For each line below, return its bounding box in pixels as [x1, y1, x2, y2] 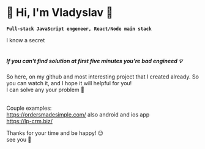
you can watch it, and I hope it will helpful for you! [6, 79, 132, 86]
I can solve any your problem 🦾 [6, 86, 84, 93]
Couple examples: [6, 104, 52, 112]
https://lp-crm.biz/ [6, 117, 53, 124]
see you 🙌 [6, 136, 32, 143]
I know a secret [6, 36, 45, 44]
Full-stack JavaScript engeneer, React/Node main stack [6, 26, 152, 32]
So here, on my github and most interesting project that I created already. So [6, 73, 199, 80]
